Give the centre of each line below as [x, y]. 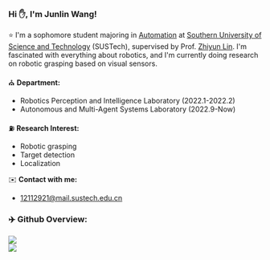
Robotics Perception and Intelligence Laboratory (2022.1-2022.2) [127, 101]
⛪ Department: [34, 83]
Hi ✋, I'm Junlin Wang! [53, 14]
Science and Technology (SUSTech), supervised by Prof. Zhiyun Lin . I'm [128, 47]
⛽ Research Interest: [44, 128]
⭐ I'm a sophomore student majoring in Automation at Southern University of [135, 35]
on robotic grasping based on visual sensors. [83, 63]
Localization [40, 164]
